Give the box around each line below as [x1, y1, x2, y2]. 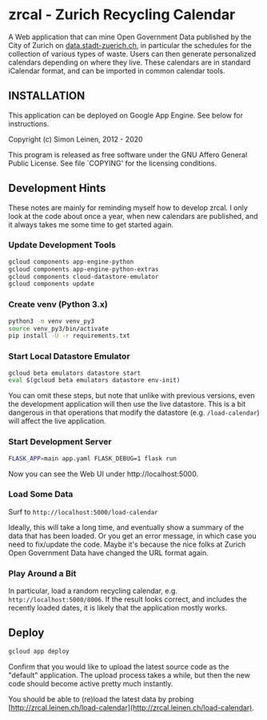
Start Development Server [8, 436, 112, 448]
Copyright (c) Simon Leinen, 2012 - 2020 [8, 134, 143, 144]
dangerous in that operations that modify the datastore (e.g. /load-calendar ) [8, 408, 260, 417]
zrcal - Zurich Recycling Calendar [8, 6, 236, 24]
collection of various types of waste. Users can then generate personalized [8, 49, 257, 58]
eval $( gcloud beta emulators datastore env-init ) [8, 376, 181, 384]
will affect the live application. [8, 416, 106, 426]
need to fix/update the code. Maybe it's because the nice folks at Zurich [8, 539, 246, 549]
